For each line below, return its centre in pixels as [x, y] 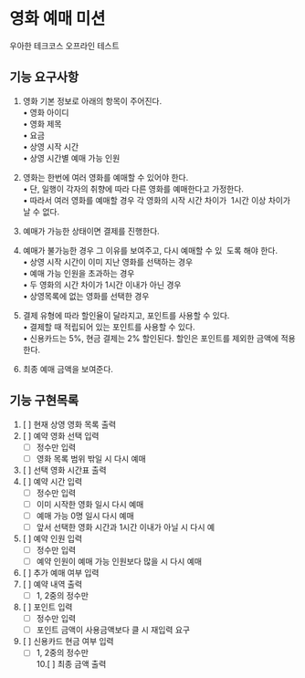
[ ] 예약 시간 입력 [53, 481]
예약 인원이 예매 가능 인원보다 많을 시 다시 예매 [119, 561]
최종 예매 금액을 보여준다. [68, 369]
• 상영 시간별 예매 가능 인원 [71, 158]
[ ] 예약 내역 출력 [53, 584]
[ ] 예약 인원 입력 [53, 538]
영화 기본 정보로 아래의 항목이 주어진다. [92, 100]
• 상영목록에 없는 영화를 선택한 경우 [86, 296]
